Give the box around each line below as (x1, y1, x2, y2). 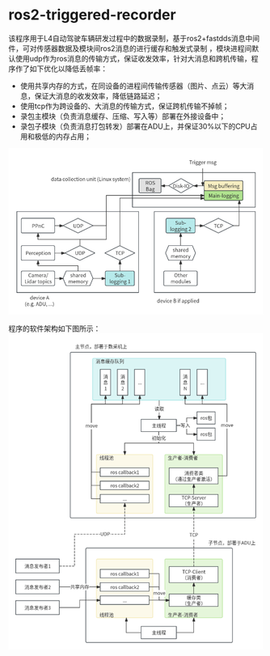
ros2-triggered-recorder (8, 6, 176, 24)
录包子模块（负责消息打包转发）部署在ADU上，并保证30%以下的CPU (19, 121, 251, 131)
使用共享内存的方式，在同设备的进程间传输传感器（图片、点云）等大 (19, 81, 247, 91)
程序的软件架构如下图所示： (8, 324, 101, 333)
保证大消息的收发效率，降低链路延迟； (34, 91, 162, 100)
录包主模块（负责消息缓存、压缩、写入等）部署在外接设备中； (19, 111, 226, 121)
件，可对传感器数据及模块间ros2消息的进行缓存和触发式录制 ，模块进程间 (8, 43, 252, 53)
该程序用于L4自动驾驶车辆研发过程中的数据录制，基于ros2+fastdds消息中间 (8, 33, 260, 43)
